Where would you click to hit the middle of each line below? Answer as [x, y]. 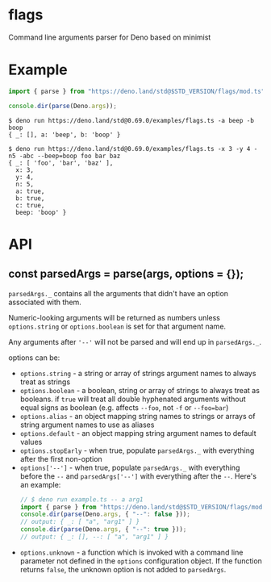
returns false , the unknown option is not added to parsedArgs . [123, 569]
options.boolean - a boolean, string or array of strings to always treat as [140, 390]
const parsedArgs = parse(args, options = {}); [126, 274]
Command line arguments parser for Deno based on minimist [110, 37]
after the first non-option [61, 458]
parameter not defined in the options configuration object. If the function [141, 561]
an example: [40, 484]
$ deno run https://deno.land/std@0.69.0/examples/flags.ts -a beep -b [131, 120]
